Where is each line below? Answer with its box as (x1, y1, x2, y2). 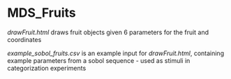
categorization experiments (7, 64, 87, 72)
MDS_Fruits (7, 5, 76, 21)
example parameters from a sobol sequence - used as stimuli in (7, 56, 191, 64)
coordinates (7, 35, 42, 43)
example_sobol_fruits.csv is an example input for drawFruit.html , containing (7, 49, 225, 57)
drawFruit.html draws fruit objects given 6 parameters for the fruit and (7, 28, 209, 36)
